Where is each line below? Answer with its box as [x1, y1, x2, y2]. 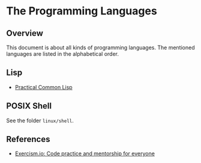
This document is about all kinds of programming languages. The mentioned [6, 44, 195, 51]
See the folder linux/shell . [6, 117, 74, 124]
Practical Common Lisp [14, 83, 73, 90]
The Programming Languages [6, 4, 157, 18]
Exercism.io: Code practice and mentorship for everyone [14, 150, 155, 157]
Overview [6, 28, 44, 38]
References [6, 134, 50, 144]
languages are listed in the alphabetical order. [6, 50, 119, 58]
